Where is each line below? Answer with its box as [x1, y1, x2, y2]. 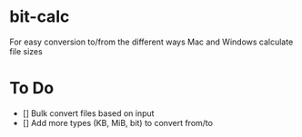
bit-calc [9, 6, 70, 27]
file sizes [9, 45, 43, 56]
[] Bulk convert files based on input [22, 107, 155, 119]
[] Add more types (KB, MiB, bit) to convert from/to [22, 117, 214, 128]
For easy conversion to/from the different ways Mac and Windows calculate [9, 36, 294, 47]
